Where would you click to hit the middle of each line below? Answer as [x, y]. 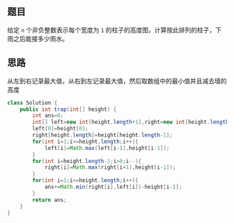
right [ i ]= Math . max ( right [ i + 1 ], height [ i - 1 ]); [110, 168]
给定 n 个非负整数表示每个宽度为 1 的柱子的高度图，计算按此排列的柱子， [111, 30]
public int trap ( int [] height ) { [68, 109]
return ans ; [50, 200]
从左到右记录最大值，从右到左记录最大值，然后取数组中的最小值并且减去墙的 [117, 81]
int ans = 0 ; [48, 116]
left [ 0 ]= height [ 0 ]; [61, 129]
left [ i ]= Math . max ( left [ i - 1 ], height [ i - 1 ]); [107, 148]
